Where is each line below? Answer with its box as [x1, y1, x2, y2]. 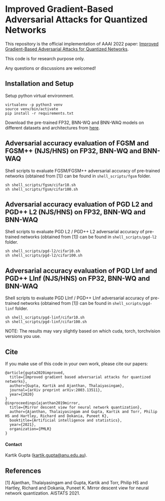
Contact [5, 441, 22, 447]
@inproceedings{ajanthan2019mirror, [5, 401, 80, 406]
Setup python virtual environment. [5, 92, 74, 98]
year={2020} [9, 392, 34, 397]
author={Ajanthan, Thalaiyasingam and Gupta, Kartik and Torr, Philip [9, 409, 158, 414]
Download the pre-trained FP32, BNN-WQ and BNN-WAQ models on [5, 120, 144, 125]
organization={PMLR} [9, 426, 52, 431]
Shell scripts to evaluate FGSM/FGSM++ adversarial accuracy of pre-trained [5, 167, 160, 173]
